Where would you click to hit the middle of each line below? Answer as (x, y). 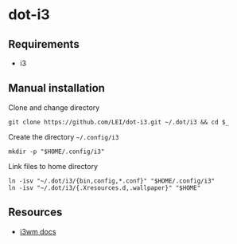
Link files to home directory (53, 166)
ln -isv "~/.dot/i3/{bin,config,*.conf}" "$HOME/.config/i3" (112, 181)
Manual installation (57, 88)
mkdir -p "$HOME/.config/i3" (56, 152)
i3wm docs (38, 231)
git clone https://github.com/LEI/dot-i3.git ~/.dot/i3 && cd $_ (118, 122)
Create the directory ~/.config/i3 (64, 136)
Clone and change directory (54, 107)
